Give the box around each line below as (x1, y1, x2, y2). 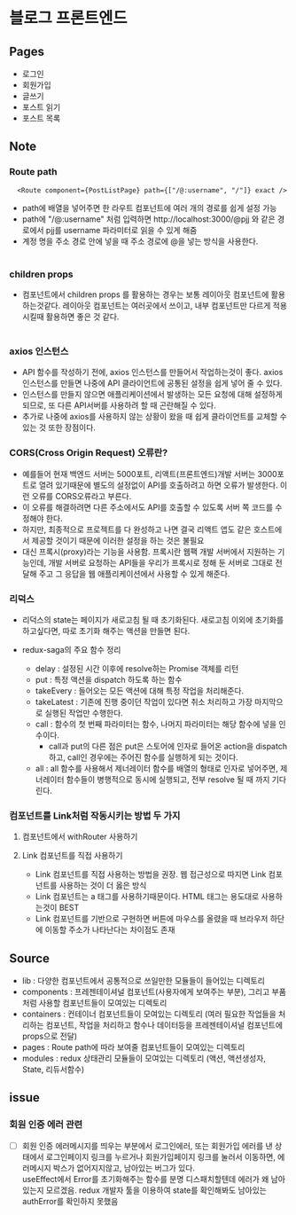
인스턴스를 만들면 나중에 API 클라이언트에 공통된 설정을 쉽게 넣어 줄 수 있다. (21, 378, 283, 388)
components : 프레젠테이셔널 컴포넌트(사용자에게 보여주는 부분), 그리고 (21, 986, 270, 997)
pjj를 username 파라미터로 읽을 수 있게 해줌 (45, 224, 198, 235)
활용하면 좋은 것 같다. (45, 311, 120, 322)
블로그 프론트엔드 (9, 8, 128, 28)
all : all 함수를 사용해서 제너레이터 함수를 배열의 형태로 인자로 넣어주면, (35, 763, 278, 773)
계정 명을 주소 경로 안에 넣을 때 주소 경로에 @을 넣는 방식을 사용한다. (21, 236, 259, 247)
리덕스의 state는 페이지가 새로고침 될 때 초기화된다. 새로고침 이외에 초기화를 (21, 614, 284, 625)
